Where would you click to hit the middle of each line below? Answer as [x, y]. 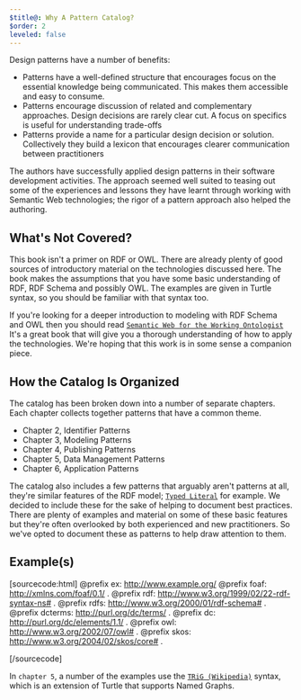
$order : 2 [28, 26]
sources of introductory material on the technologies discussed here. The [146, 269]
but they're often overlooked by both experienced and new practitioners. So [150, 524]
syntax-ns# [31, 603]
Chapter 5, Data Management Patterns [93, 459]
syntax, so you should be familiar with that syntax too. [109, 298]
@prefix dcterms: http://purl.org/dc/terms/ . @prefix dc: [113, 612]
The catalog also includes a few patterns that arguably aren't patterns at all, [149, 486]
